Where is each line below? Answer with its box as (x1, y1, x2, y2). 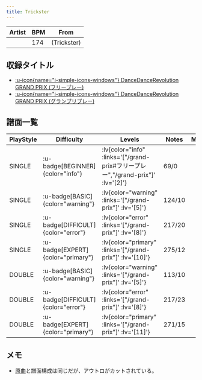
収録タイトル (6, 60, 54, 71)
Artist (9, 28, 26, 36)
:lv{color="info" (102, 145, 145, 154)
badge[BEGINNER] (43, 162, 96, 171)
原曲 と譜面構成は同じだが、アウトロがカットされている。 (14, 367, 158, 375)
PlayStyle (9, 135, 37, 144)
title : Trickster (6, 8, 50, 15)
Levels (120, 135, 139, 144)
